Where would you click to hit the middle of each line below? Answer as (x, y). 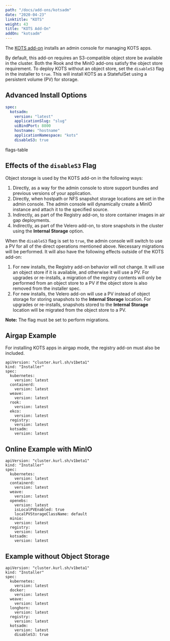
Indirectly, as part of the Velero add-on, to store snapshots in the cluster (88, 225)
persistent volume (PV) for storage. (42, 79)
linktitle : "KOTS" (25, 19)
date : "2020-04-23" (26, 15)
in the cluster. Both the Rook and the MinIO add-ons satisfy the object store (84, 63)
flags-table (17, 150)
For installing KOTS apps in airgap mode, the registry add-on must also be (83, 348)
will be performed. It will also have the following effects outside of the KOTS (84, 251)
